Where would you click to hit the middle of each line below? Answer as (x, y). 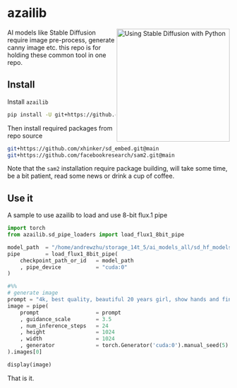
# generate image (33, 293)
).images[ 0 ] (25, 352)
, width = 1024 (67, 339)
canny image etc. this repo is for (54, 47)
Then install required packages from (60, 128)
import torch (26, 228)
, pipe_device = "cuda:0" (74, 267)
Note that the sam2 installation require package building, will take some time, (117, 169)
